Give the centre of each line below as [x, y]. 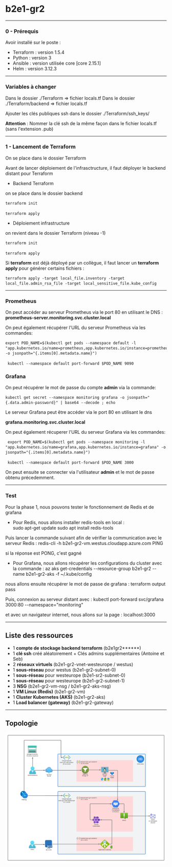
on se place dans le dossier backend [44, 193]
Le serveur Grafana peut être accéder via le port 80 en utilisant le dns [79, 412]
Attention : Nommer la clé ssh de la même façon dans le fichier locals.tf [81, 123]
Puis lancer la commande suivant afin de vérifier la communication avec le [84, 538]
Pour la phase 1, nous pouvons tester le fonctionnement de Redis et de [80, 507]
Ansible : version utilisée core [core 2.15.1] [57, 63]
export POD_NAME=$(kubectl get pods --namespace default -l [71, 343]
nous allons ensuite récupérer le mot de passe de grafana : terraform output [85, 584]
